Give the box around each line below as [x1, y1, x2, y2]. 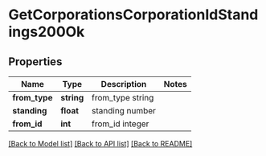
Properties [8, 55, 63, 68]
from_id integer [91, 118, 149, 129]
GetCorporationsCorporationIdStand [8, 6, 259, 24]
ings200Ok [8, 23, 85, 41]
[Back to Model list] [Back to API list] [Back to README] [8, 139, 193, 148]
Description [100, 79, 147, 89]
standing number [91, 105, 157, 116]
